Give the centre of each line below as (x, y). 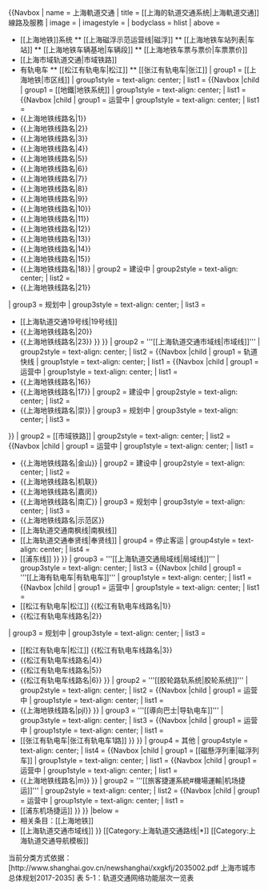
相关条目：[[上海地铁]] (57, 821)
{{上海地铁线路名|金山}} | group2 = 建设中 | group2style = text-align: (132, 463)
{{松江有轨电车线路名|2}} (61, 616)
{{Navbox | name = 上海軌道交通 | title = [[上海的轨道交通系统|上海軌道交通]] (134, 12)
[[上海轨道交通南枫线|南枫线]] (68, 530)
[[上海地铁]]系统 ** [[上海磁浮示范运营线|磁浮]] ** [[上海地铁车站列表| (134, 40)
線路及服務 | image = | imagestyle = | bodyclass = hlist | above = (114, 22)
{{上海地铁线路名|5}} (54, 158)
